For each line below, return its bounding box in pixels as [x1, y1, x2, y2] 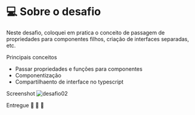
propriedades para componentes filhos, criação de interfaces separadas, [6, 35, 190, 42]
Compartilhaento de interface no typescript [15, 78, 124, 85]
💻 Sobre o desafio [6, 5, 101, 19]
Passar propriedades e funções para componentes [15, 65, 143, 73]
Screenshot [6, 90, 35, 97]
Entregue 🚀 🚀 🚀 [6, 101, 44, 109]
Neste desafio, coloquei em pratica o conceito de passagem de [6, 28, 165, 36]
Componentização [15, 71, 62, 79]
